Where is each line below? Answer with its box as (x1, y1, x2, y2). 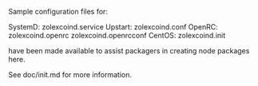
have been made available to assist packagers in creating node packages (8, 46, 250, 55)
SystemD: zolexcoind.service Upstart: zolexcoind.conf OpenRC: (8, 22, 218, 31)
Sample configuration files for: (8, 7, 108, 16)
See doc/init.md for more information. (8, 70, 132, 79)
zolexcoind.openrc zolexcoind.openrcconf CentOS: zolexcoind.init (8, 31, 226, 40)
